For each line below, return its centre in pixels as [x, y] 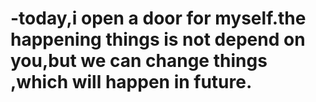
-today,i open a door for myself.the [158, 18]
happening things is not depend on [158, 39]
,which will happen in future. [131, 82]
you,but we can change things [139, 61]
